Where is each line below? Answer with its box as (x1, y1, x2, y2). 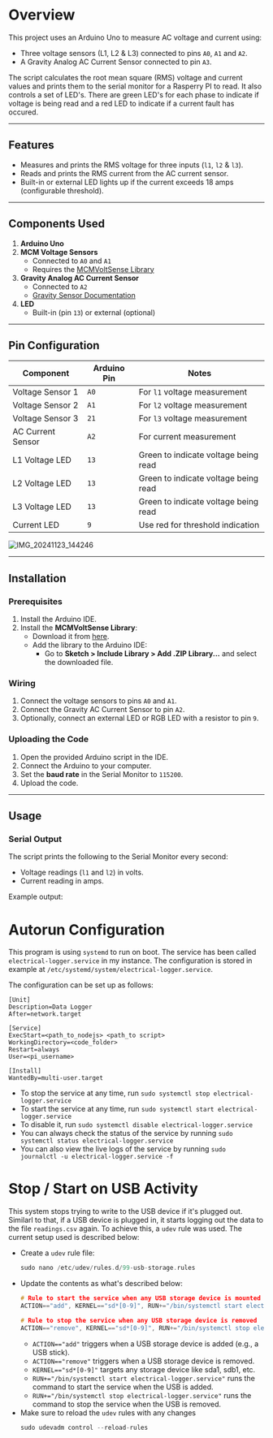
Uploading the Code (8, 733, 89, 745)
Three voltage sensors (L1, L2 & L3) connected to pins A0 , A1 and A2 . (19, 48, 248, 58)
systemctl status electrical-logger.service (19, 1137, 174, 1146)
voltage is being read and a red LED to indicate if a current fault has (8, 98, 235, 108)
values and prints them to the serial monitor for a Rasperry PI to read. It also (8, 81, 262, 91)
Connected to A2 (32, 282, 88, 291)
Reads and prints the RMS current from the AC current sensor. (19, 168, 229, 178)
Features (8, 138, 54, 152)
